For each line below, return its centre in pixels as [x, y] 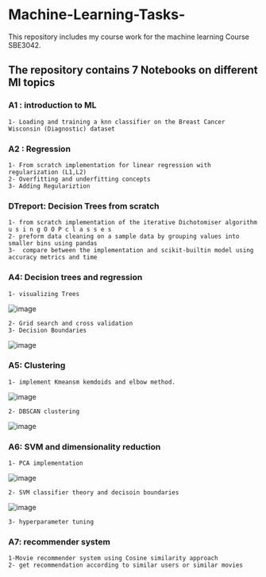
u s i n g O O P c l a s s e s [60, 230]
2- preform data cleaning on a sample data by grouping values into [124, 236]
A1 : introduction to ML [52, 105]
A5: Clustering [37, 365]
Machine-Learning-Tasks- [97, 15]
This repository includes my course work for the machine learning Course [129, 37]
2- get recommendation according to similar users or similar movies [126, 565]
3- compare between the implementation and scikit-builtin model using [131, 251]
